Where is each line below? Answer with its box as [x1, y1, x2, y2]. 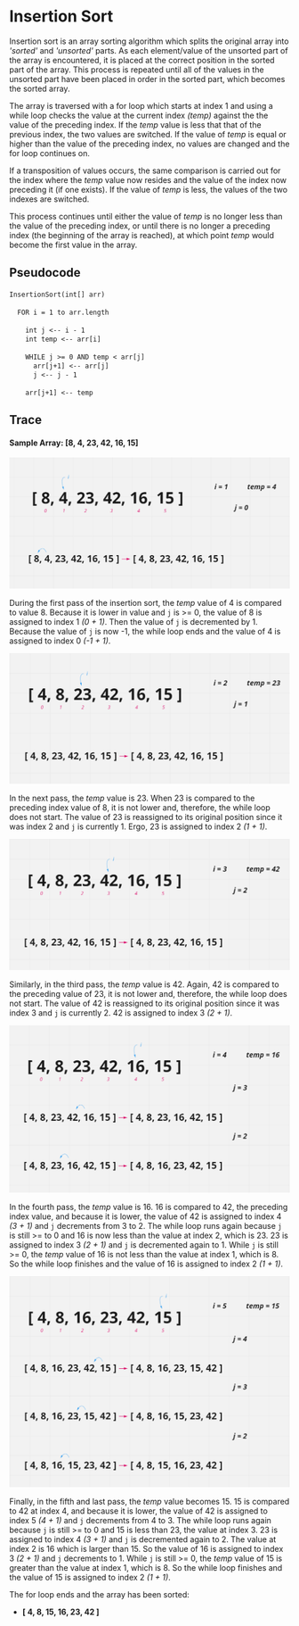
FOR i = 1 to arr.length [17, 308, 109, 317]
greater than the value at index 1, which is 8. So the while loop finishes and [9, 1563, 283, 1573]
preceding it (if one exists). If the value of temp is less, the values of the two [9, 184, 287, 195]
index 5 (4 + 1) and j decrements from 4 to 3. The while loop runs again [9, 1515, 271, 1526]
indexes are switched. [9, 194, 90, 204]
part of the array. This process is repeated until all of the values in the [9, 64, 264, 75]
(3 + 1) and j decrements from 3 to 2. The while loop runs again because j [9, 1220, 282, 1231]
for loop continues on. [9, 147, 91, 158]
